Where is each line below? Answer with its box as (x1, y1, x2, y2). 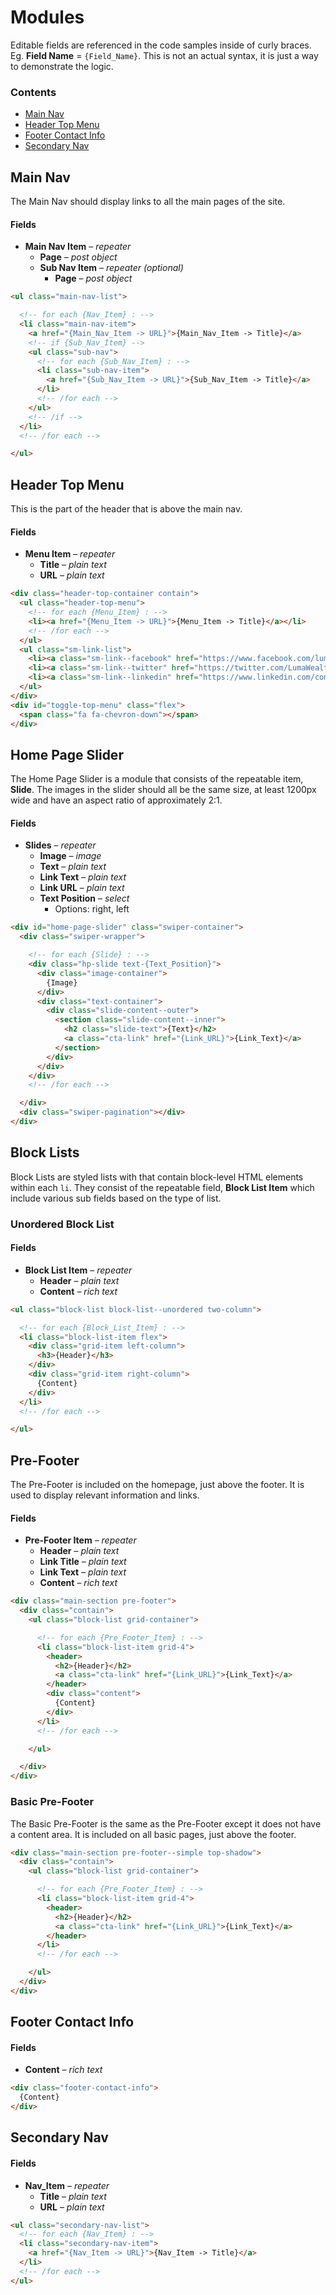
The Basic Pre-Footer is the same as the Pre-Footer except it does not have (10, 1817, 322, 1830)
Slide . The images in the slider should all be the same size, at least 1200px (10, 784, 317, 796)
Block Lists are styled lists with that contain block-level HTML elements (10, 1171, 304, 1183)
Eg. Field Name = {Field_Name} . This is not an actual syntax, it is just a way (10, 49, 319, 61)
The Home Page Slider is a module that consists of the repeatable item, (10, 773, 304, 785)
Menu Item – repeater (24, 548, 116, 560)
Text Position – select (39, 892, 130, 905)
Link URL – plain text (39, 882, 125, 894)
